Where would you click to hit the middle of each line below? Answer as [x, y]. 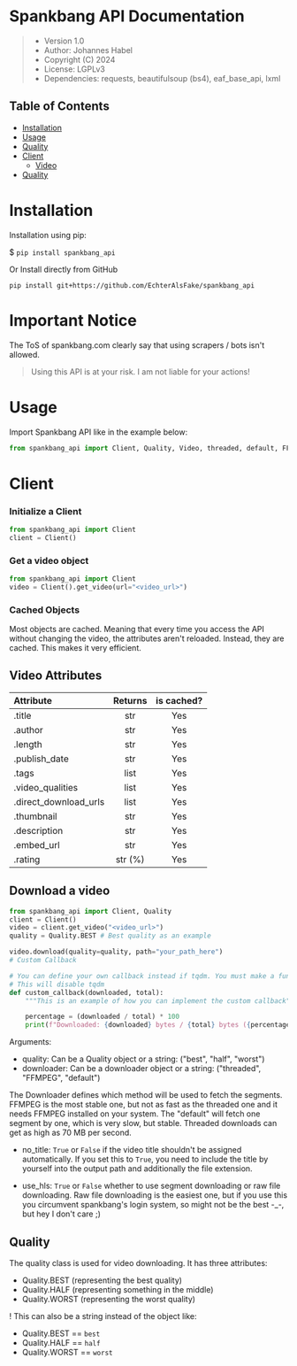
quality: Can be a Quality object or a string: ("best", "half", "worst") [143, 1059]
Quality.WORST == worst [67, 1352]
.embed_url [37, 845]
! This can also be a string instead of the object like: [103, 1316]
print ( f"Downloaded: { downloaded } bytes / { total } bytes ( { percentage [158, 1025]
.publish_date [41, 759]
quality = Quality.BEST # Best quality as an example [110, 936]
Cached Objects [45, 610]
